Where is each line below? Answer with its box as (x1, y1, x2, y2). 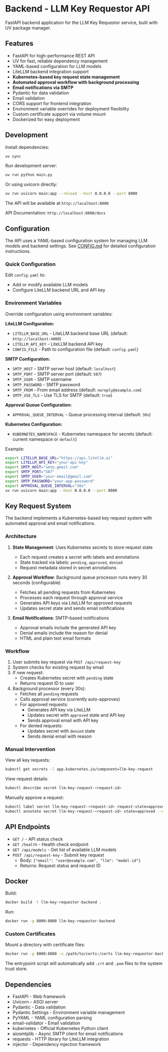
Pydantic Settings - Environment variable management (12, 1010, 125, 1016)
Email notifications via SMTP (12, 84, 73, 90)
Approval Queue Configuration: (5, 402, 72, 408)
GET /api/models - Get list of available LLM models (12, 847, 116, 853)
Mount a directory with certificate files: (5, 942, 85, 948)
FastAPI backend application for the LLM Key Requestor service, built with (5, 19, 158, 25)
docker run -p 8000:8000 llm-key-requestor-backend (5, 919, 115, 924)
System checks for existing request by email (12, 664, 104, 670)
